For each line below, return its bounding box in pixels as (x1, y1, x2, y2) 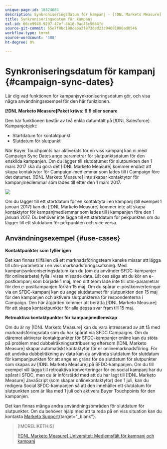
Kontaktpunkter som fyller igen (5, 247, 71, 253)
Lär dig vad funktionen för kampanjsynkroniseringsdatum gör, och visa (5, 93, 151, 99)
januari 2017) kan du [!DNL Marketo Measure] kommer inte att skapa (5, 203, 146, 210)
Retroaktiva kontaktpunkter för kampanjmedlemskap (5, 314, 118, 320)
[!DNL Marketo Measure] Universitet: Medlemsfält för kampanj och (17, 433, 155, 439)
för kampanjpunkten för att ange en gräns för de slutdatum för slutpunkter (5, 356, 157, 362)
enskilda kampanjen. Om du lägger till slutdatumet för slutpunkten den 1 (5, 158, 153, 164)
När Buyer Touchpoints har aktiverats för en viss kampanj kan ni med (5, 147, 147, 153)
